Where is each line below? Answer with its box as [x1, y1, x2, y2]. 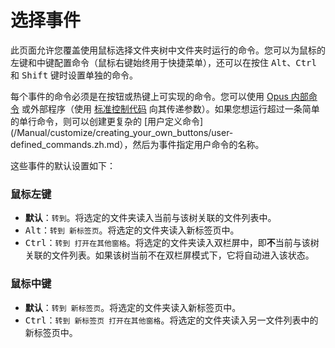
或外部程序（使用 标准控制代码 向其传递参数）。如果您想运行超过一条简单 [21, 102, 320, 115]
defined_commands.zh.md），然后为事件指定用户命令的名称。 [10, 138, 265, 150]
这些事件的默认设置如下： [10, 159, 116, 171]
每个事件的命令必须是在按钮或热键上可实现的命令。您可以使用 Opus [10, 90, 289, 102]
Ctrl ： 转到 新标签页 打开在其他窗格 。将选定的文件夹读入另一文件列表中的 [24, 314, 319, 326]
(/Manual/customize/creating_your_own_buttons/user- [10, 126, 234, 138]
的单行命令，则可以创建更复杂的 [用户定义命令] [10, 115, 204, 127]
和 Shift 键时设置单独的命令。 [10, 69, 139, 81]
